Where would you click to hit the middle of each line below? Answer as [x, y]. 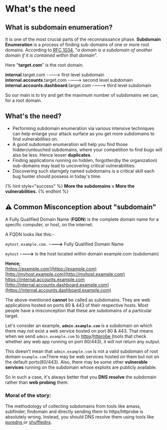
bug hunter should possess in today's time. [57, 176]
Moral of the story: [28, 395]
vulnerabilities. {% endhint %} [37, 191]
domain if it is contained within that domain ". [51, 55]
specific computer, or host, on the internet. [49, 224]
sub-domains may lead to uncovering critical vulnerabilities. [74, 166]
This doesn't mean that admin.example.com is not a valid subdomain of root [82, 351]
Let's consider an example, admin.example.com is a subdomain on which [79, 325]
